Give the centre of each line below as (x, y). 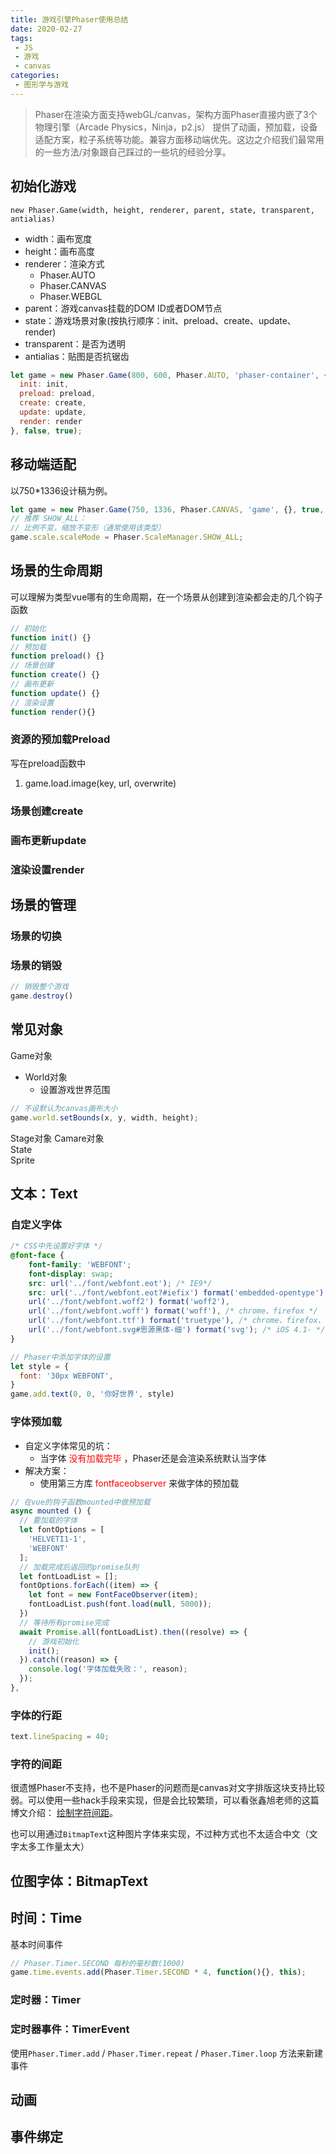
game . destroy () (42, 996)
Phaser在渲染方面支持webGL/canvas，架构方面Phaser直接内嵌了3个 (176, 114)
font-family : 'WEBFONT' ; (80, 1264)
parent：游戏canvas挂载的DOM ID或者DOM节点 (123, 308)
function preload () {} (57, 656)
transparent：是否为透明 (75, 343)
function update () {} (55, 693)
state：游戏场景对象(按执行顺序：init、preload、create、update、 (160, 320)
